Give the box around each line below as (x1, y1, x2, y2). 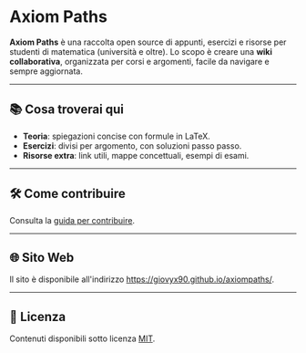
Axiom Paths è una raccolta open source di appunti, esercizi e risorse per (9, 36, 287, 47)
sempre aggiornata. (9, 66, 84, 77)
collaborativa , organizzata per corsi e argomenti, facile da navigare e (9, 56, 270, 67)
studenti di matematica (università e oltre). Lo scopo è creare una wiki (9, 46, 273, 57)
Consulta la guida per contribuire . (9, 214, 135, 225)
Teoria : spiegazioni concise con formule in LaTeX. (22, 130, 211, 141)
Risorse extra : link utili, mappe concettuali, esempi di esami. (22, 150, 250, 161)
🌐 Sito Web (9, 249, 75, 265)
